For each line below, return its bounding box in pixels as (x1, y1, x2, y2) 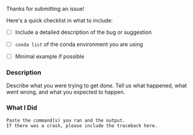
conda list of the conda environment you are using (14, 41, 144, 48)
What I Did (6, 104, 37, 112)
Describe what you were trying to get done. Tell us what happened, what (6, 82, 187, 90)
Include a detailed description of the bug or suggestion (14, 28, 152, 36)
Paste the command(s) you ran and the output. (6, 117, 125, 123)
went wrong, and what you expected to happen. (6, 88, 125, 96)
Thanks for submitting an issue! (6, 5, 84, 12)
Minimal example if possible (14, 53, 84, 60)
